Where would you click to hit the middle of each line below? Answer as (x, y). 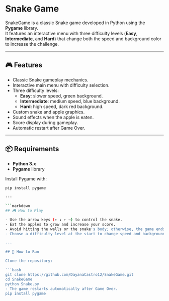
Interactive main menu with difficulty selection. (61, 85)
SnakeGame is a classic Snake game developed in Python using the (75, 23)
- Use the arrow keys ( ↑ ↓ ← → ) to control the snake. (64, 220)
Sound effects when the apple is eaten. (53, 117)
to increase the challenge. (32, 44)
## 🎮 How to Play (24, 211)
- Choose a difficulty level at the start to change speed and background (85, 234)
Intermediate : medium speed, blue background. (70, 101)
